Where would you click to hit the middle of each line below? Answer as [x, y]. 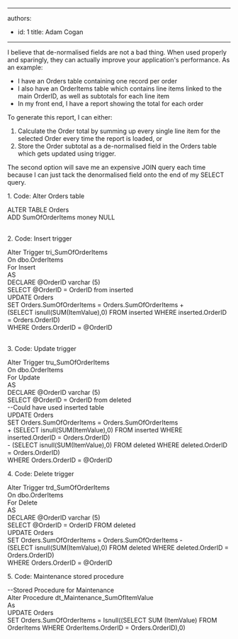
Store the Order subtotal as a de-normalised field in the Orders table [117, 146]
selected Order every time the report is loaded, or [90, 138]
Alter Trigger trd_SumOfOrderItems [58, 488]
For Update [24, 377]
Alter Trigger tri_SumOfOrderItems [58, 252]
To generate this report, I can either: [60, 117]
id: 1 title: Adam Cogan [50, 32]
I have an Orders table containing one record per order [97, 81]
